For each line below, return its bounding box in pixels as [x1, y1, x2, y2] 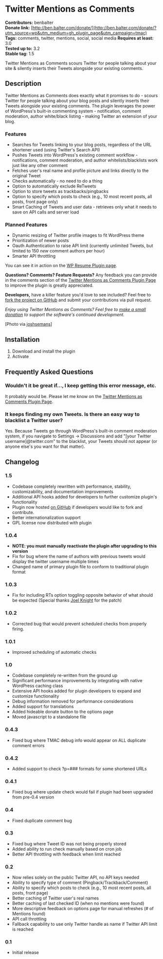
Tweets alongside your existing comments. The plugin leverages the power [5, 103, 156, 108]
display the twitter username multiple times [12, 559, 99, 564]
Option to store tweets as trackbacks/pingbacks [12, 188, 109, 194]
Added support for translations [12, 704, 74, 709]
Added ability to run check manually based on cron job [12, 846, 122, 852]
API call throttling [12, 916, 47, 922]
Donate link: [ [5, 24, 33, 30]
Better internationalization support [12, 514, 81, 521]
